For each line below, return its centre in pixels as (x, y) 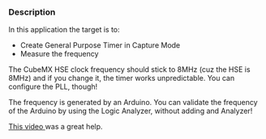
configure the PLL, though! (53, 86)
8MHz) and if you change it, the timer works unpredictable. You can (122, 78)
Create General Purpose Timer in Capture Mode (100, 45)
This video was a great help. (56, 127)
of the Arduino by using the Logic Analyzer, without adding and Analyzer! (131, 111)
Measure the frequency (59, 54)
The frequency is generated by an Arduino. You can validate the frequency (133, 103)
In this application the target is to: (64, 30)
